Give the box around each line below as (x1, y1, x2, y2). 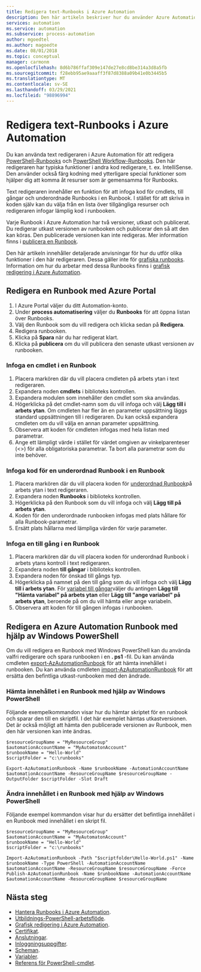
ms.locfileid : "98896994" (6, 92, 71, 98)
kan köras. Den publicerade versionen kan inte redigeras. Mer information (6, 231, 188, 239)
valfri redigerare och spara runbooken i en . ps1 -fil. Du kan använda (6, 653, 175, 660)
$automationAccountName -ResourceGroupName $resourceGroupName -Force (6, 865, 186, 871)
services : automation (6, 20, 60, 26)
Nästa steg (6, 892, 48, 902)
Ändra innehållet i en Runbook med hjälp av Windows (6, 790, 165, 798)
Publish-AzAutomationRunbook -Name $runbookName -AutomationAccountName (6, 871, 191, 877)
